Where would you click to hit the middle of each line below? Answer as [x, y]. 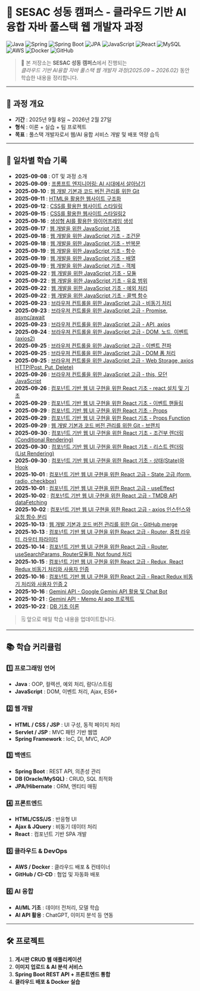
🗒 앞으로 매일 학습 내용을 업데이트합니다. [68, 619]
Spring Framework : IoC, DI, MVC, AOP [63, 738]
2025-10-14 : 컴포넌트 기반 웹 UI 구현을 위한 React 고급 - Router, [92, 546]
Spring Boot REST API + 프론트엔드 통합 [62, 974]
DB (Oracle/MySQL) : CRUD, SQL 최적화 [64, 778]
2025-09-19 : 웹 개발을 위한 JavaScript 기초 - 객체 [75, 266]
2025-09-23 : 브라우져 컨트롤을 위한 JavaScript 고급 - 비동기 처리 [93, 303]
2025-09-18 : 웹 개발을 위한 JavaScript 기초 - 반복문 [78, 243]
